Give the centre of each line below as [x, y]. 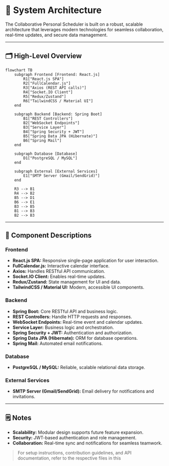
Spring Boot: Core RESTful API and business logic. [65, 311]
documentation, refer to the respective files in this [69, 458]
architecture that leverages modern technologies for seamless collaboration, [84, 29]
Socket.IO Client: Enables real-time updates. [59, 276]
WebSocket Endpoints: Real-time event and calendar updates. [78, 322]
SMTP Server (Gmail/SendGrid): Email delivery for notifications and [83, 391]
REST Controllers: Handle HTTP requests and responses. [72, 317]
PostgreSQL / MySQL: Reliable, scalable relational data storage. [79, 367]
